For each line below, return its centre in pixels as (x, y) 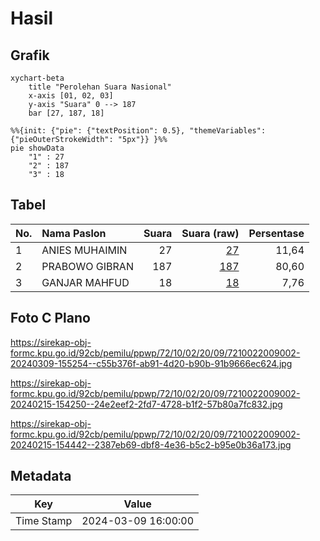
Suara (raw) (210, 233)
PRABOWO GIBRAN (87, 266)
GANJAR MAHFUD (85, 282)
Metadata (41, 476)
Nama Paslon (74, 233)
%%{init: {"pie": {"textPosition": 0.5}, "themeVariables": (138, 131)
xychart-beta (37, 78)
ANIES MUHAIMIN (84, 250)
